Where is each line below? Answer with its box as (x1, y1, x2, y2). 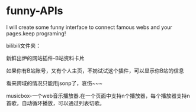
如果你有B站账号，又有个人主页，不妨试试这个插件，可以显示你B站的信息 (6, 67, 185, 74)
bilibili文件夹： (6, 42, 41, 49)
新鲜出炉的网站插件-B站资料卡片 (6, 54, 85, 61)
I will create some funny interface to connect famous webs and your (6, 24, 173, 31)
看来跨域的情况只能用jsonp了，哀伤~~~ (6, 80, 102, 87)
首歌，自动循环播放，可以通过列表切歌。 (6, 99, 105, 107)
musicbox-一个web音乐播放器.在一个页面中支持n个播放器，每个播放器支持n (6, 92, 191, 99)
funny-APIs (6, 4, 63, 18)
